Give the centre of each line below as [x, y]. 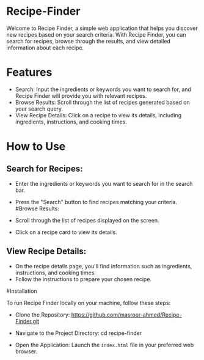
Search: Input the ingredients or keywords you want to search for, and [103, 89]
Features [29, 72]
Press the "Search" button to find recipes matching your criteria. [96, 202]
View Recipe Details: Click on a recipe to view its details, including [98, 115]
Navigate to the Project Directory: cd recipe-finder [78, 333]
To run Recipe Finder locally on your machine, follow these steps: [89, 303]
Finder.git [27, 321]
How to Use [36, 146]
